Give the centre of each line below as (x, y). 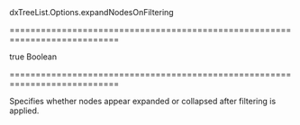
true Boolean (33, 57)
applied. (24, 111)
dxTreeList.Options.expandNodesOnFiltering (91, 12)
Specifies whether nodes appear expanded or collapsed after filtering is (143, 101)
